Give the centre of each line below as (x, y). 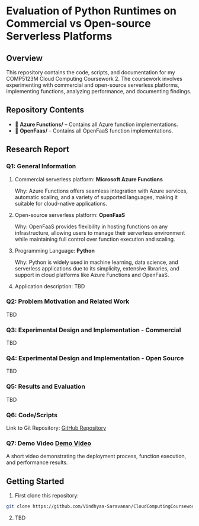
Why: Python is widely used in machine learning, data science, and (97, 262)
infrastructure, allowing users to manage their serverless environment (100, 232)
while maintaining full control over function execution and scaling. (95, 239)
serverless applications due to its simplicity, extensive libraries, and (97, 268)
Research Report (38, 149)
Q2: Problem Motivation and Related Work (68, 301)
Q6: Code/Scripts (32, 415)
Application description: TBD (50, 286)
